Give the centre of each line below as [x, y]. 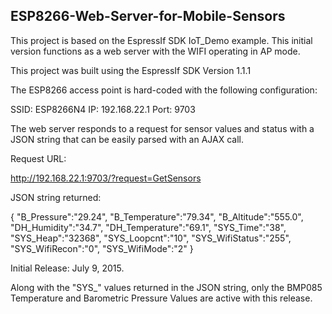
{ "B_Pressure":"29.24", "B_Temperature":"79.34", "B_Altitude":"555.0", [157, 216]
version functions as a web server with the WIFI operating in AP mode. [155, 51]
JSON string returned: [56, 197]
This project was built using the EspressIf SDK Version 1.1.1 [131, 70]
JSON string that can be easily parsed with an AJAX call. [127, 139]
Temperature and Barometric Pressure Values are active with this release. [161, 298]
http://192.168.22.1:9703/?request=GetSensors [106, 178]
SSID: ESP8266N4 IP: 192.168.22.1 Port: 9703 [103, 109]
